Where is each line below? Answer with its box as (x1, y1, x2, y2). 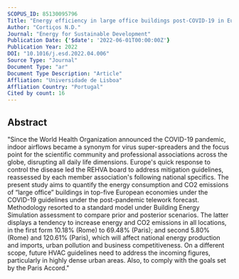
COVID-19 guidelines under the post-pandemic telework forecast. (7, 195, 199, 204)
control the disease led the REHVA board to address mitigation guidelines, (7, 165, 224, 174)
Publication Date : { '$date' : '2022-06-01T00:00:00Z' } (7, 37, 171, 44)
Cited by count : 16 (7, 90, 65, 97)
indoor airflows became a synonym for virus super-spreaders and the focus (7, 142, 230, 151)
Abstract (7, 116, 48, 128)
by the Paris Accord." (7, 263, 70, 272)
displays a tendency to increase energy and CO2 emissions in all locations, (7, 218, 227, 226)
